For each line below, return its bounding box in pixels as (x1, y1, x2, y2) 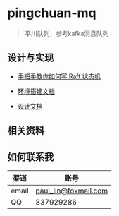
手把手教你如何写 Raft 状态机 (17, 72, 101, 80)
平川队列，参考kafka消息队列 (24, 29, 109, 37)
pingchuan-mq (7, 5, 96, 21)
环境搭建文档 (17, 87, 55, 95)
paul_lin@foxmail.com (35, 186, 108, 196)
